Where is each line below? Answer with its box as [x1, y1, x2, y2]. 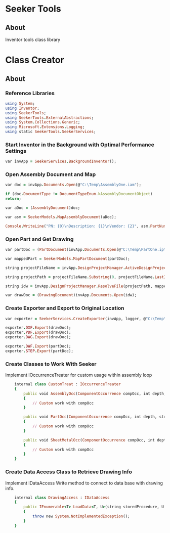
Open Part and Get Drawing [5, 236, 74, 243]
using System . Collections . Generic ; [5, 120, 80, 125]
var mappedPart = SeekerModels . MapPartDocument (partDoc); [5, 256, 130, 261]
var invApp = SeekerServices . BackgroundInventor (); [5, 159, 116, 164]
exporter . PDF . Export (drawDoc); [5, 330, 71, 335]
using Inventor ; [5, 106, 39, 111]
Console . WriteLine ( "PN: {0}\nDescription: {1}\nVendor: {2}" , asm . [5, 224, 151, 229]
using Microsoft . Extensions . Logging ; [5, 124, 85, 129]
